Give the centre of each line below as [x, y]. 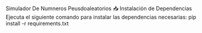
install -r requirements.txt [37, 23]
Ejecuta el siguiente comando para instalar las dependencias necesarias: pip [101, 17]
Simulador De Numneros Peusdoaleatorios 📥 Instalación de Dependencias [99, 8]
